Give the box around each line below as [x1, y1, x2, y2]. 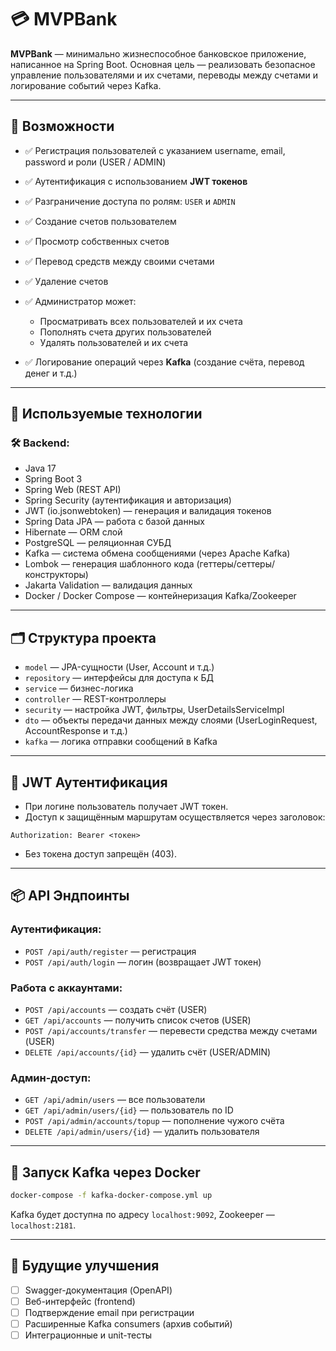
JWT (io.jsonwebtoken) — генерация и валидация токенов [24, 505, 272, 517]
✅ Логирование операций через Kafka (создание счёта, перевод [24, 356, 305, 368]
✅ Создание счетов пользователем [24, 215, 177, 227]
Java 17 [24, 462, 57, 475]
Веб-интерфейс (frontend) [24, 1295, 136, 1307]
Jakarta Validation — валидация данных [24, 579, 193, 591]
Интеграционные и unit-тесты [24, 1329, 153, 1341]
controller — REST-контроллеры [24, 693, 167, 705]
